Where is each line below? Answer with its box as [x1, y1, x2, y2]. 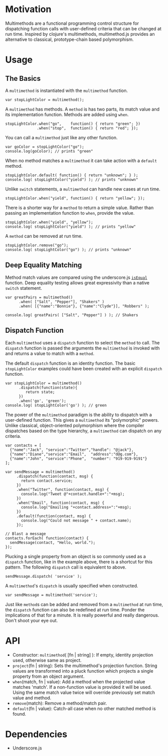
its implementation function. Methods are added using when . [5, 111, 129, 117]
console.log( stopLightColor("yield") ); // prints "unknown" [5, 177, 138, 182]
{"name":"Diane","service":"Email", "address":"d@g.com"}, [10, 451, 138, 457]
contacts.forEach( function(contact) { [5, 535, 89, 541]
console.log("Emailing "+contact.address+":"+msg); [21, 505, 132, 510]
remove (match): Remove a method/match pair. [12, 700, 107, 706]
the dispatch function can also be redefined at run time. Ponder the [5, 607, 145, 613]
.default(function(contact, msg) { [16, 514, 92, 519]
